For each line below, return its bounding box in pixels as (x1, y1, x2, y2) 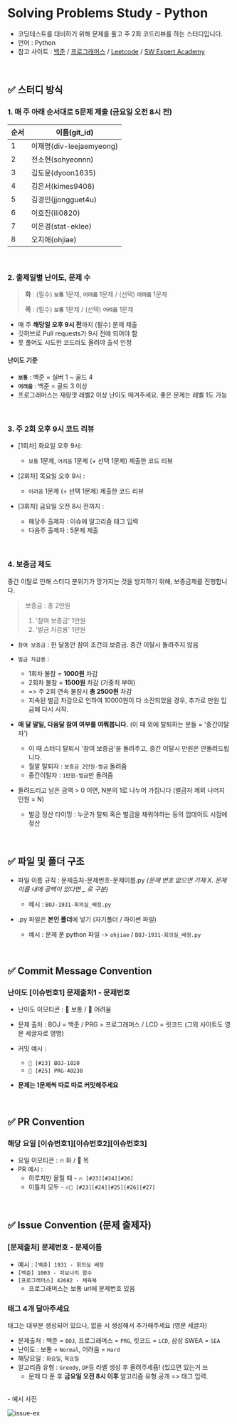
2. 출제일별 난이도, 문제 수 (7, 272, 91, 282)
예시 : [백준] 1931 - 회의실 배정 (17, 1259, 105, 1269)
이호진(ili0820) (31, 208, 80, 218)
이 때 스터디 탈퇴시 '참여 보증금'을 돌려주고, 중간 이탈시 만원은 (28, 744, 199, 752)
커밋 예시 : (17, 1044, 47, 1053)
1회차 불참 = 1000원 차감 (28, 669, 98, 677)
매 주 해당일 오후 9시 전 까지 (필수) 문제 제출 (17, 320, 137, 328)
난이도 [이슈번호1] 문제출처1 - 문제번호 (7, 987, 130, 997)
